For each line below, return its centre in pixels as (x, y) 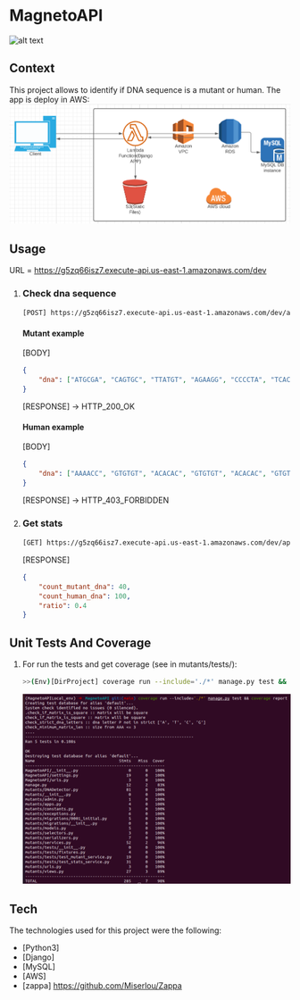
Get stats (42, 523)
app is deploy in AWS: (50, 99)
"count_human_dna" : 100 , (85, 596)
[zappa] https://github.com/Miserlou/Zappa (102, 986)
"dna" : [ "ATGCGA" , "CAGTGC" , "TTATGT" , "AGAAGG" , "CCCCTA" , (153, 380)
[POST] (34, 313)
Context (32, 68)
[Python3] (41, 948)
